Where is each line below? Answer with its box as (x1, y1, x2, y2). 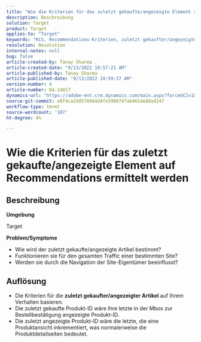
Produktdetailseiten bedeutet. (14, 331, 88, 338)
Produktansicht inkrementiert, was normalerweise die (14, 324, 147, 331)
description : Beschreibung (6, 14, 74, 20)
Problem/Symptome (6, 235, 58, 242)
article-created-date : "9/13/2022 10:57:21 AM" (6, 64, 127, 71)
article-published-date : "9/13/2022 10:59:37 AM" (6, 76, 133, 82)
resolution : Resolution (6, 43, 66, 49)
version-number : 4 (6, 82, 52, 88)
